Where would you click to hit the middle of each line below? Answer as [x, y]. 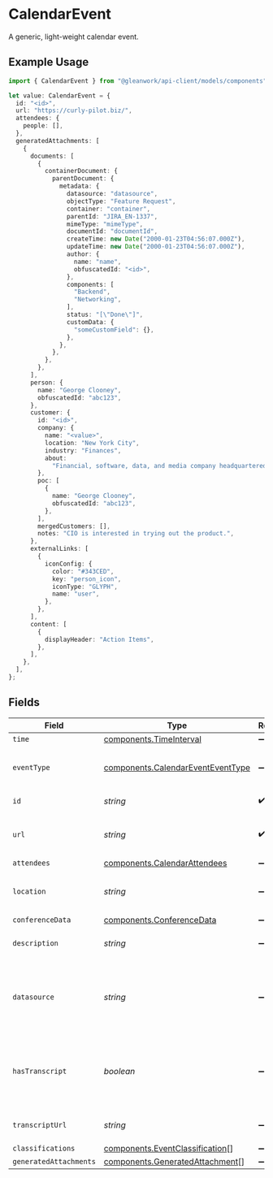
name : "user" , [76, 594]
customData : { [90, 322]
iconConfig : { [68, 564]
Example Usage [49, 62]
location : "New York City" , [92, 443]
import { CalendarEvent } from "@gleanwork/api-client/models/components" [138, 81]
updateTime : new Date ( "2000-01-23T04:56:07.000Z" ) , [156, 247]
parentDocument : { [83, 179]
